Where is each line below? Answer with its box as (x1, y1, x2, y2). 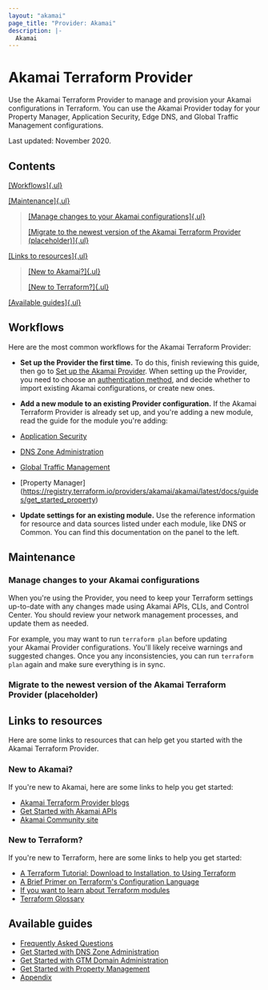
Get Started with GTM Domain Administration (19, 955, 169, 965)
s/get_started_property (19, 494, 96, 505)
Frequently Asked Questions (19, 938, 114, 948)
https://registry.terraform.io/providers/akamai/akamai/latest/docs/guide (22, 486, 258, 496)
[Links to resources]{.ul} (8, 252, 89, 260)
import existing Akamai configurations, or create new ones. (19, 383, 215, 392)
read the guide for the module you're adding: (19, 416, 168, 425)
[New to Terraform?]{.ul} (27, 282, 110, 292)
